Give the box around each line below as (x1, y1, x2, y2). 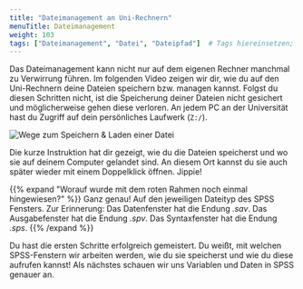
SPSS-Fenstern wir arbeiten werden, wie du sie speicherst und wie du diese (9, 250, 294, 261)
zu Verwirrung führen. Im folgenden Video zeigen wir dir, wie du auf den (9, 74, 279, 85)
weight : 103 (9, 30, 54, 39)
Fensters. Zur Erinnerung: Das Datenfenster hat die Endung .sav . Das (9, 204, 268, 214)
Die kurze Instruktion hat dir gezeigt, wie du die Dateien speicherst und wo (9, 147, 288, 158)
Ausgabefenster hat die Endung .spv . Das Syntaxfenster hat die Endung (9, 213, 278, 224)
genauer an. (9, 269, 54, 280)
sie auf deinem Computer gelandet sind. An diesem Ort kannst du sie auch (9, 156, 288, 168)
